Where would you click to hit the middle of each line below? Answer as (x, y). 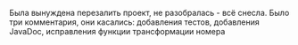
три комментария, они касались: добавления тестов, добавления (135, 22)
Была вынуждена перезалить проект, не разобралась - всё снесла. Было (149, 13)
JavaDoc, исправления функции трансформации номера (117, 31)
